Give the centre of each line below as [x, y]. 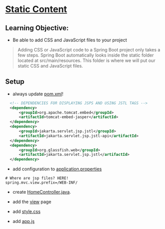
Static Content [36, 9]
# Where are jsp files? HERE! [37, 178]
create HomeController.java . [42, 192]
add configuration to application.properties [57, 169]
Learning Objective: [37, 28]
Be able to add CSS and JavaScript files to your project [70, 40]
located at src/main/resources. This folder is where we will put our [86, 61]
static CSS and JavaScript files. [50, 66]
